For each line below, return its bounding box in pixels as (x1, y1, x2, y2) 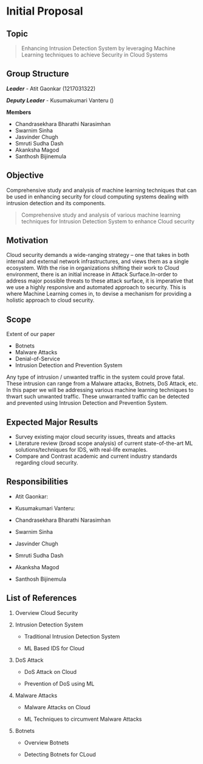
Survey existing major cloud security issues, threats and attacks (15, 433, 176, 441)
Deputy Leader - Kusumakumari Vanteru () (6, 96, 114, 104)
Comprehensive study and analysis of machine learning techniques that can (6, 186, 197, 194)
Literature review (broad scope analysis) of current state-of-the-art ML (15, 440, 193, 447)
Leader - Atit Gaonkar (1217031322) (6, 85, 96, 92)
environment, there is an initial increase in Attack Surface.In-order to (6, 271, 178, 278)
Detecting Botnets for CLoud (24, 751, 96, 758)
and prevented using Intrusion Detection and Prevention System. (6, 399, 168, 407)
